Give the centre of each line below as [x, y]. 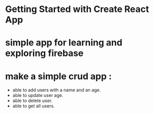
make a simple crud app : [59, 76]
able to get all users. [33, 106]
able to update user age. [38, 95]
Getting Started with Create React [77, 9]
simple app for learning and [64, 43]
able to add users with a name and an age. [57, 90]
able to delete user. [32, 100]
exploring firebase [45, 53]
